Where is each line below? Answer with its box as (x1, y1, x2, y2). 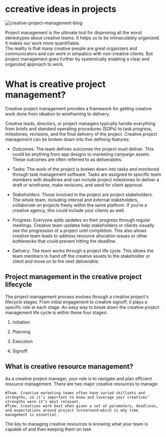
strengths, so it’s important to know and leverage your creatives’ (5, 395, 150, 400)
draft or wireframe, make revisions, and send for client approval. (12, 182, 144, 188)
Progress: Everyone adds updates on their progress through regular (12, 217, 151, 223)
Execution (12, 338, 33, 344)
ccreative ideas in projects (5, 3, 116, 15)
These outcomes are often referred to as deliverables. (12, 156, 123, 162)
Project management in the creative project (5, 273, 142, 281)
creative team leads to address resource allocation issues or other (12, 232, 148, 239)
